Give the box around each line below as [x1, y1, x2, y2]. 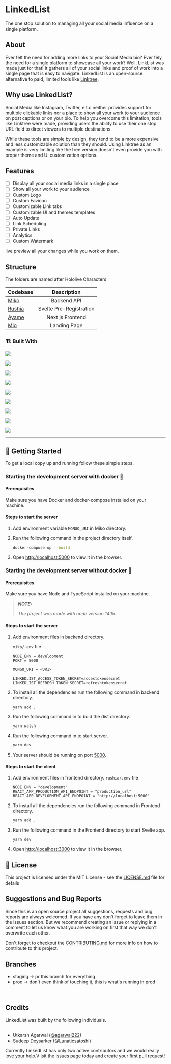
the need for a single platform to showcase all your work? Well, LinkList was [5, 60, 164, 66]
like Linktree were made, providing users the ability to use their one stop [5, 120, 157, 126]
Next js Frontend [46, 314, 87, 321]
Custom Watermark [12, 238, 54, 244]
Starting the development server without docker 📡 [5, 567, 132, 574]
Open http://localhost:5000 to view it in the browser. [12, 554, 123, 560]
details [5, 879, 19, 886]
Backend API [50, 297, 82, 304]
